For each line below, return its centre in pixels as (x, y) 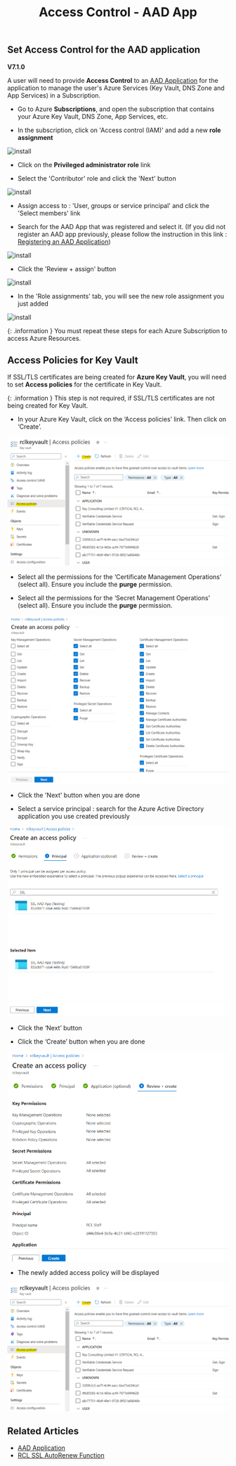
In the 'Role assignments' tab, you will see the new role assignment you (121, 296)
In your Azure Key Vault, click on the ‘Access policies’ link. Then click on (122, 420)
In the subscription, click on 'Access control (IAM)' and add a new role (119, 130)
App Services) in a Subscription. (54, 95)
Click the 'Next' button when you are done (79, 795)
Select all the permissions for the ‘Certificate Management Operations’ (119, 576)
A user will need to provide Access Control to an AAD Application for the (113, 80)
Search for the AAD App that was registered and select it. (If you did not (122, 226)
